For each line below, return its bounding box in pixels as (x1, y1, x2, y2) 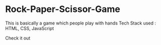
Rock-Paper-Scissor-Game (5, 3, 121, 15)
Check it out (5, 35, 31, 41)
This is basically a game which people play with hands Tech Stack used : (5, 20, 156, 26)
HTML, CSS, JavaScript (5, 25, 54, 31)
